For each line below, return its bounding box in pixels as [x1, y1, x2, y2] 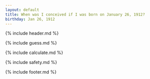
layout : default [5, 7, 39, 12]
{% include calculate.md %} [5, 49, 63, 55]
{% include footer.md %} [5, 69, 57, 75]
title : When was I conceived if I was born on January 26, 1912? [5, 12, 145, 17]
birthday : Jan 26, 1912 [5, 16, 55, 21]
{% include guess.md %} [5, 40, 57, 46]
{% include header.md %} [5, 30, 59, 36]
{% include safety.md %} [5, 59, 57, 65]
